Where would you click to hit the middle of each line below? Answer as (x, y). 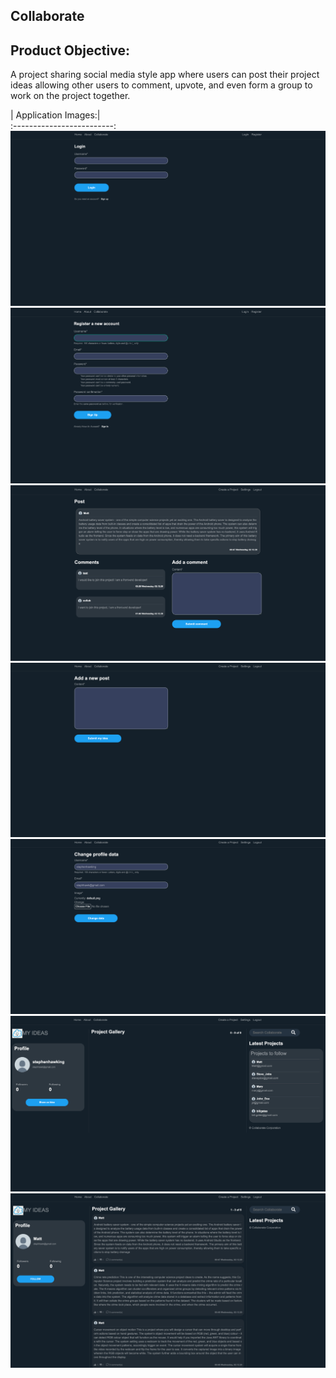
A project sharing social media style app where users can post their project (165, 75)
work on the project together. (70, 96)
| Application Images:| (55, 115)
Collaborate (47, 16)
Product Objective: (70, 50)
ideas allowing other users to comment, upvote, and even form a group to (161, 85)
